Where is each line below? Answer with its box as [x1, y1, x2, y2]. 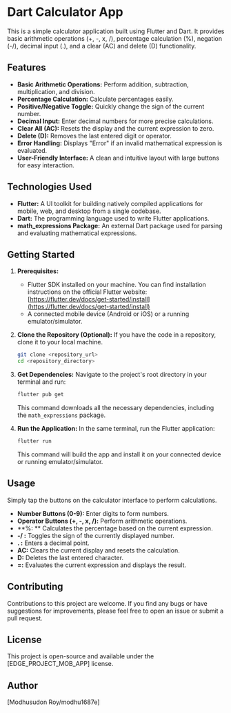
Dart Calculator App [7, 4, 124, 20]
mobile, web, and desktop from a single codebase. [17, 207, 161, 215]
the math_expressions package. [17, 411, 106, 419]
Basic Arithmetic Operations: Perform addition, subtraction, [17, 80, 190, 89]
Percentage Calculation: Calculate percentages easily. [17, 95, 174, 103]
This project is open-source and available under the [7, 652, 154, 660]
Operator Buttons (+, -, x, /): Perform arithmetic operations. [17, 517, 188, 525]
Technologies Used [7, 181, 92, 193]
